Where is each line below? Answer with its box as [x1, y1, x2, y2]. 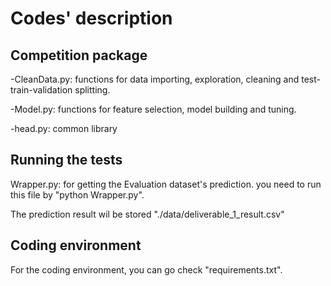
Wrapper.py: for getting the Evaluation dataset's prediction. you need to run [10, 178, 322, 190]
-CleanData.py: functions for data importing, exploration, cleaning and [10, 73, 300, 85]
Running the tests [10, 152, 123, 169]
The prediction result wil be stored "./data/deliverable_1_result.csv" [10, 208, 285, 220]
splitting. [74, 84, 111, 96]
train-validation [10, 84, 73, 96]
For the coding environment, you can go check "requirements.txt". [10, 263, 283, 276]
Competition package [10, 47, 148, 64]
